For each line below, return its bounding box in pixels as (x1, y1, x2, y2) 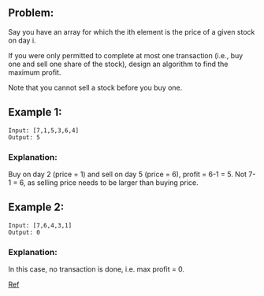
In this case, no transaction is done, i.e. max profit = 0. (8, 265, 185, 274)
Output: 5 (8, 133, 41, 141)
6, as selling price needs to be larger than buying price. (19, 177, 199, 187)
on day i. (8, 35, 37, 45)
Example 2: (8, 201, 65, 214)
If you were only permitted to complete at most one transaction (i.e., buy (8, 50, 244, 60)
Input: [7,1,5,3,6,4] (8, 126, 80, 135)
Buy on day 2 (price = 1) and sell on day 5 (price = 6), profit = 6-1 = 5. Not (8, 169, 247, 179)
